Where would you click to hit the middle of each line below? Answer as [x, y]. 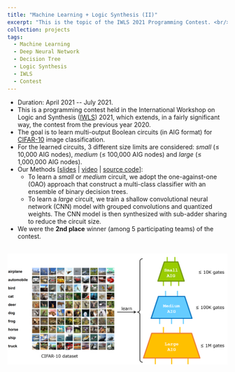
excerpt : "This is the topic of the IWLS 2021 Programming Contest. [109, 22]
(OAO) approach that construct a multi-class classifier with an [117, 184]
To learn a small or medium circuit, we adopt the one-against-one [122, 177]
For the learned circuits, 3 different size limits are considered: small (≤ [118, 146]
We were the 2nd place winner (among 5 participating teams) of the [115, 228]
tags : [15, 37]
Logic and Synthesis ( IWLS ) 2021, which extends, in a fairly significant [119, 117]
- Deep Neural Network [47, 52]
